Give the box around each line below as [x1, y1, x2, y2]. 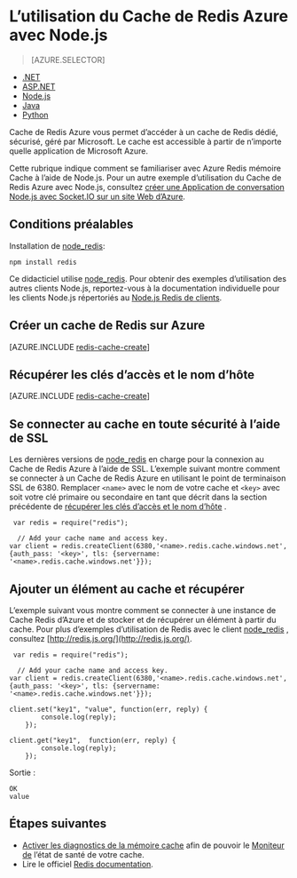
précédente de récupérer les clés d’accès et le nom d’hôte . [9, 501, 227, 512]
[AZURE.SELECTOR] [30, 54, 106, 65]
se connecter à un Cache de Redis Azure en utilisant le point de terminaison [9, 473, 286, 483]
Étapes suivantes [9, 816, 107, 832]
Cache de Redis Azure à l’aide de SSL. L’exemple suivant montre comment [9, 464, 281, 475]
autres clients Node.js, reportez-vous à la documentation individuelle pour [9, 283, 280, 293]
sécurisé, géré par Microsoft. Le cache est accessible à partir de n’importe [9, 136, 282, 147]
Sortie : [9, 767, 35, 778]
